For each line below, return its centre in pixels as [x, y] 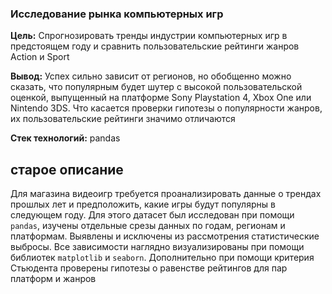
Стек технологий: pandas [65, 138]
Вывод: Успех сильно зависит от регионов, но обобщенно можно [151, 76]
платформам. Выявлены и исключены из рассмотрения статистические [165, 236]
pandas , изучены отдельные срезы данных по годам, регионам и [148, 226]
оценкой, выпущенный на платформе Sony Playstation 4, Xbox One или [161, 98]
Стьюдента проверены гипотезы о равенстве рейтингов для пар [149, 268]
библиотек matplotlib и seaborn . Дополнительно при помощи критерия [162, 258]
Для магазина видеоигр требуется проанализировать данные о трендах [166, 194]
